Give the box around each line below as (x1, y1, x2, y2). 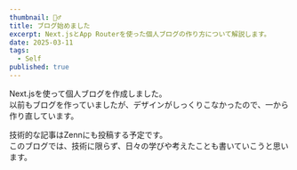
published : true (9, 63, 69, 72)
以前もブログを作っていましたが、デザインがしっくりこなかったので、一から (9, 99, 289, 109)
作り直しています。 (9, 110, 79, 121)
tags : (9, 46, 29, 55)
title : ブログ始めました (9, 21, 91, 30)
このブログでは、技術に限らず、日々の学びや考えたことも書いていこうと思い (9, 140, 289, 151)
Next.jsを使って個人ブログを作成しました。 (9, 88, 167, 99)
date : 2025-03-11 (9, 37, 74, 47)
